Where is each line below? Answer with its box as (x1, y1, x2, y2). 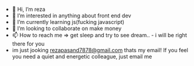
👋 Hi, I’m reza (12, 6, 45, 13)
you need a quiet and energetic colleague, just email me (12, 53, 153, 60)
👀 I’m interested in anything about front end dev (12, 12, 132, 19)
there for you (12, 40, 45, 47)
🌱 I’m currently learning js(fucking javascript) (12, 19, 125, 25)
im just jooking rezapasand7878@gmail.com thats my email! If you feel (12, 47, 189, 53)
